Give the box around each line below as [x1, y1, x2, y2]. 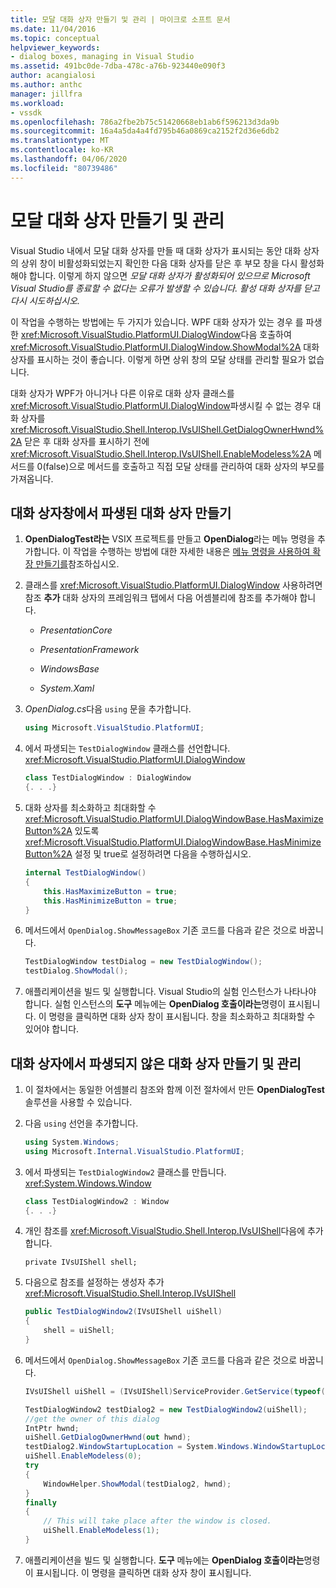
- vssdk [10, 107, 43, 118]
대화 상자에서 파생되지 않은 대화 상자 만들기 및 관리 [10, 1055, 302, 1072]
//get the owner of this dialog [24, 1414, 160, 1424]
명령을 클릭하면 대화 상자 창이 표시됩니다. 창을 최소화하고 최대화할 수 [48, 1011, 316, 1023]
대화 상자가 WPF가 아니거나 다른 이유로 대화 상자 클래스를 [10, 387, 235, 399]
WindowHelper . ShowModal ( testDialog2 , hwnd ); [43, 1479, 232, 1489]
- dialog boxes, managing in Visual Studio [10, 52, 195, 62]
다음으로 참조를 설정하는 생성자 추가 [24, 1276, 165, 1288]
